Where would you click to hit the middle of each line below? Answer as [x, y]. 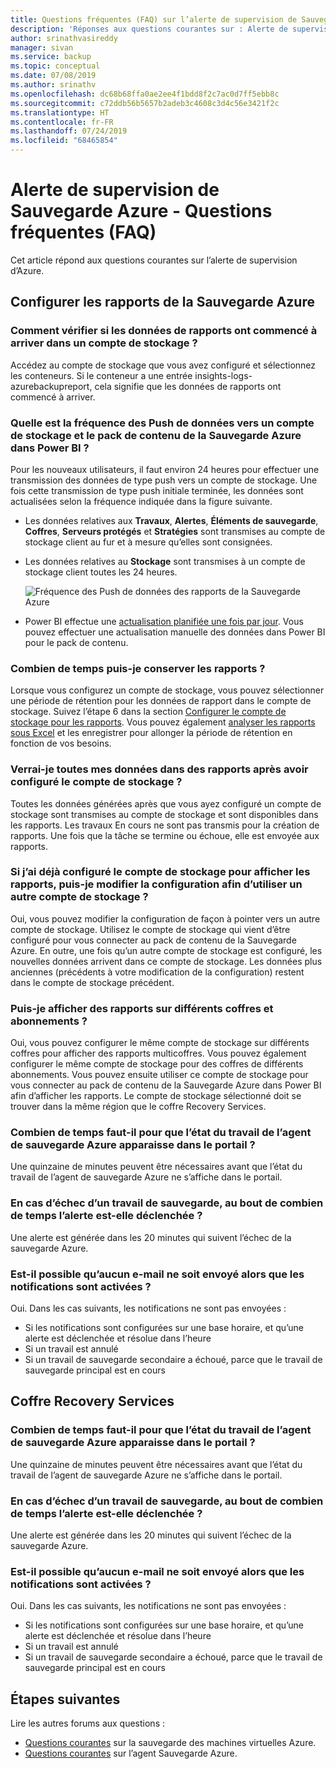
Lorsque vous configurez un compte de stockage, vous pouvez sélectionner [167, 690]
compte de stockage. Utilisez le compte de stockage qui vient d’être [150, 929]
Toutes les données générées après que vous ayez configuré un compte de [166, 803]
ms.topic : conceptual [55, 66]
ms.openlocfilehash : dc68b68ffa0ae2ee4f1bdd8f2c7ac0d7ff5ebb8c [145, 94]
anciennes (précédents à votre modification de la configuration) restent [157, 972]
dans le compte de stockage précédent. [92, 982]
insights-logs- [223, 375]
